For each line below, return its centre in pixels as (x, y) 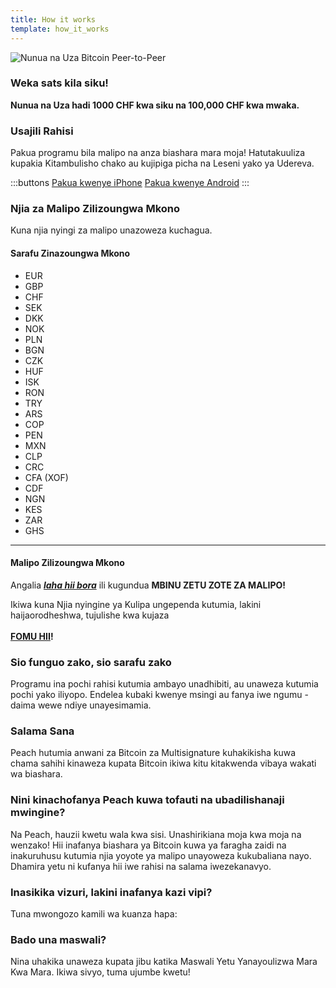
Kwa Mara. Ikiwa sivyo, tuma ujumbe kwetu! (100, 972)
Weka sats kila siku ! (59, 83)
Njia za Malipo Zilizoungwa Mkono (95, 209)
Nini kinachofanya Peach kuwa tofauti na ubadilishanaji (147, 800)
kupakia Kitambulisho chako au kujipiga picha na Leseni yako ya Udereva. (162, 163)
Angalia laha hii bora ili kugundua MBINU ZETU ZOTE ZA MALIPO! (148, 585)
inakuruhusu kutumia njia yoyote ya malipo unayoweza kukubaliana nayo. (161, 855)
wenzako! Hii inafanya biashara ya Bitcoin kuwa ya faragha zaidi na (148, 845)
